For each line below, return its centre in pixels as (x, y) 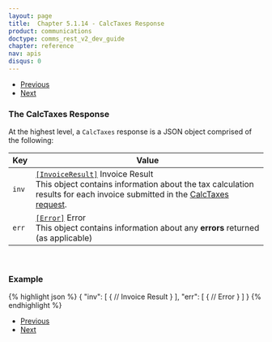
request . (51, 205)
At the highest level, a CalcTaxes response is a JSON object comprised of (130, 132)
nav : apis (25, 54)
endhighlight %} (35, 305)
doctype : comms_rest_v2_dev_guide (67, 39)
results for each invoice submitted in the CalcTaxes (132, 194)
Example (26, 279)
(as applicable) (64, 238)
